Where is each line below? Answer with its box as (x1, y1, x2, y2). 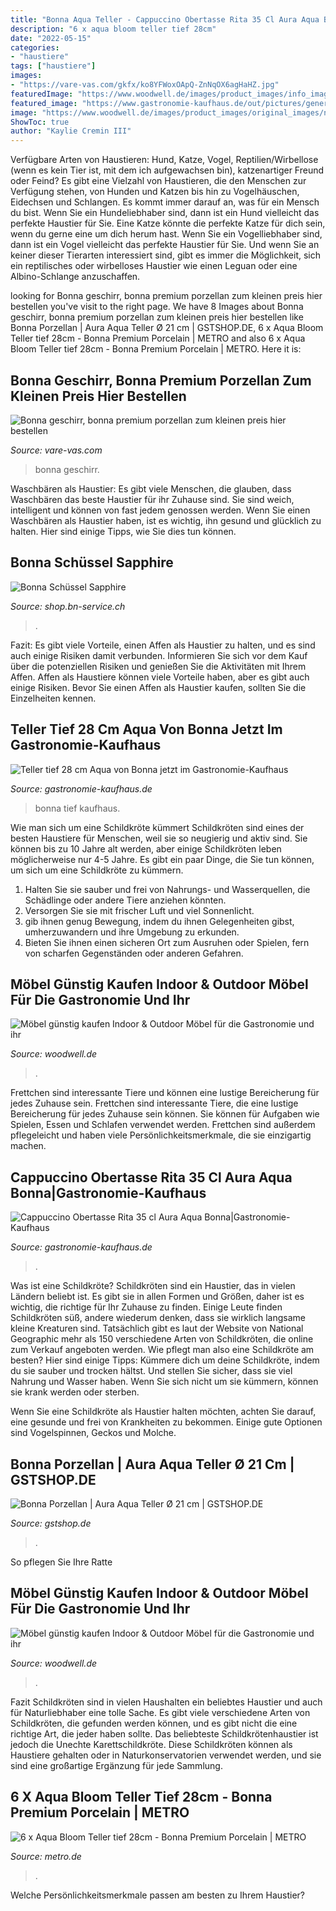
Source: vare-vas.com (10, 444, 103, 456)
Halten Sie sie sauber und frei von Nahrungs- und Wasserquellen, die (24, 883, 311, 895)
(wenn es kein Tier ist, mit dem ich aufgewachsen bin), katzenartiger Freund (10, 164, 325, 176)
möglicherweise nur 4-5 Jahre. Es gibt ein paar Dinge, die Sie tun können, (10, 853, 315, 865)
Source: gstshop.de (10, 1517, 92, 1529)
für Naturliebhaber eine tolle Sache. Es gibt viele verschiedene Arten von (10, 1706, 311, 1718)
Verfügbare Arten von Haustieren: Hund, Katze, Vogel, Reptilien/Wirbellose (10, 154, 319, 166)
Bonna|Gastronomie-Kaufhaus (10, 1184, 207, 1201)
